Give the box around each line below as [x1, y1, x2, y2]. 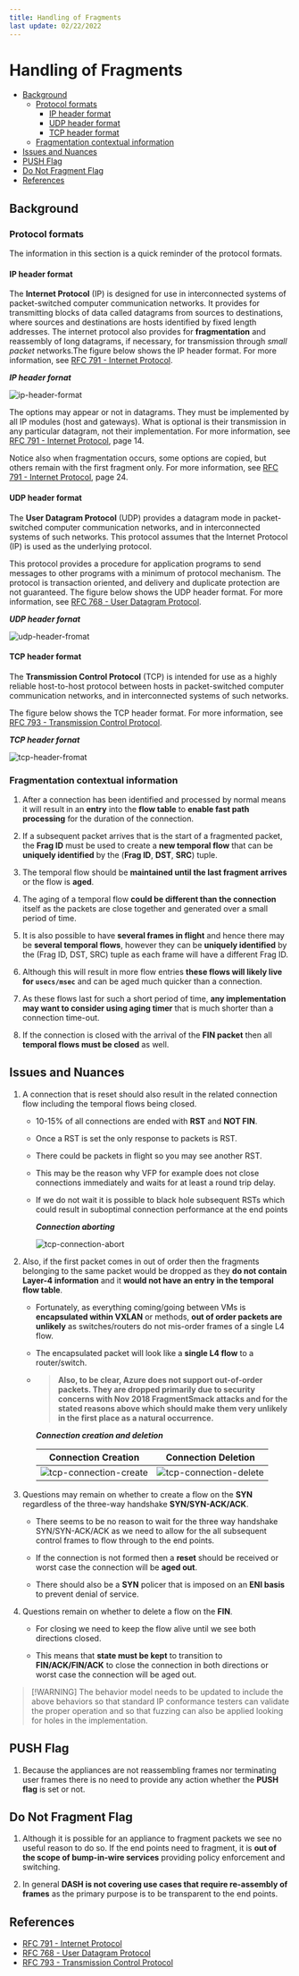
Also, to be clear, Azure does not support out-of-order [57, 1374, 263, 1385]
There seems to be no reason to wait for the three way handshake [35, 1515, 278, 1526]
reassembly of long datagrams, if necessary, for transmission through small [9, 336, 287, 347]
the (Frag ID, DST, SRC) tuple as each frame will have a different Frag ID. [21, 949, 288, 960]
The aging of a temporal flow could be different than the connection [21, 894, 277, 904]
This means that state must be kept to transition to [35, 1649, 223, 1660]
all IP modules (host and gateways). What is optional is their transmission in [9, 417, 287, 428]
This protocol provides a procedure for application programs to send [9, 558, 262, 569]
